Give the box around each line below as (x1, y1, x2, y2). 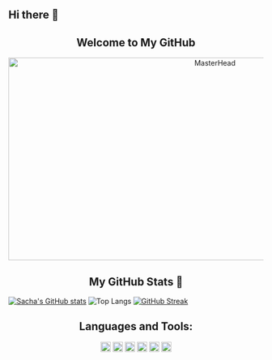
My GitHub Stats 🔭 (88, 275, 184, 289)
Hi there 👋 (8, 8, 59, 22)
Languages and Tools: (79, 319, 193, 333)
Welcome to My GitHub (76, 36, 196, 49)
